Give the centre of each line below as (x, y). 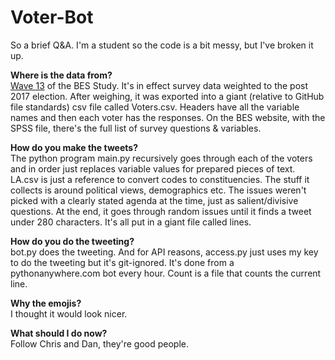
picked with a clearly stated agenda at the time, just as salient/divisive (154, 200)
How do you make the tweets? (74, 147)
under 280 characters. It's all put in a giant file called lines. (131, 222)
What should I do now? (59, 333)
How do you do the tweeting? (72, 241)
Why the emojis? (46, 303)
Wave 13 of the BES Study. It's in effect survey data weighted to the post (159, 85)
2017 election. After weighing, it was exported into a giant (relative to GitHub (167, 96)
